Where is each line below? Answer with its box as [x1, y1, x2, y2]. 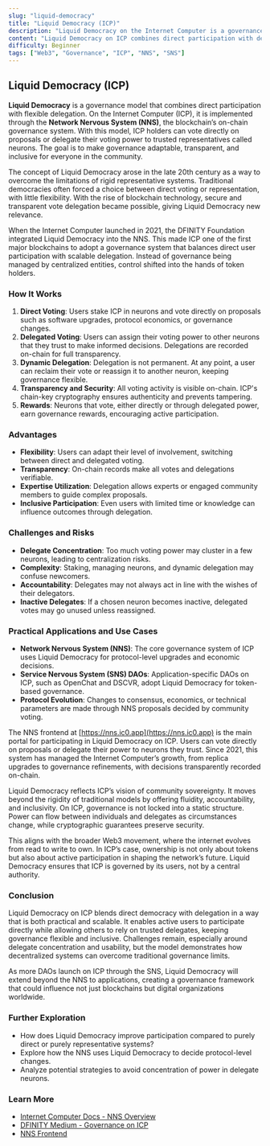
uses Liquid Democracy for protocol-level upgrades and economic [19, 652, 240, 662]
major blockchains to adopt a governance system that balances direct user [8, 242, 256, 252]
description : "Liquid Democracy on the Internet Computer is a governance [8, 27, 264, 35]
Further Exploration [8, 1013, 86, 1024]
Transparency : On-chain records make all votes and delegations [19, 464, 235, 474]
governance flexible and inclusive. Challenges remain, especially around [8, 934, 247, 943]
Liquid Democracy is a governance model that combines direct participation [8, 100, 261, 109]
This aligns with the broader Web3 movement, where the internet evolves [8, 836, 252, 845]
